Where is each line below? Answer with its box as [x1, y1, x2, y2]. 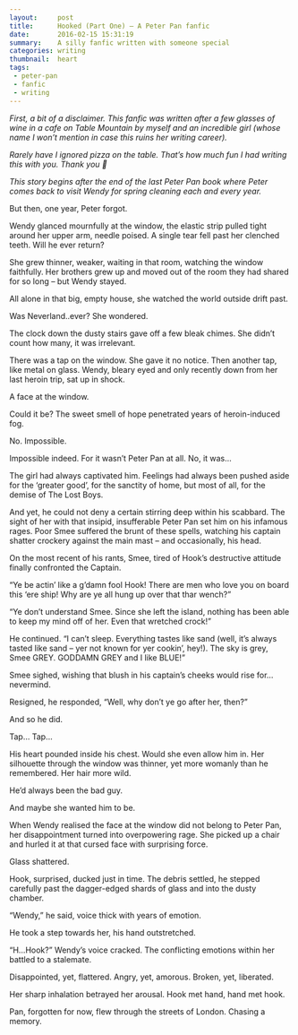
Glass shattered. [9, 856, 70, 867]
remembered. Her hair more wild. [9, 767, 132, 778]
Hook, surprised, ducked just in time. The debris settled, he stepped [9, 873, 260, 884]
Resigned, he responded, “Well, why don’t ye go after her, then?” [9, 696, 249, 707]
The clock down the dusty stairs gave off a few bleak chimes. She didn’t [9, 328, 276, 339]
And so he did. [9, 713, 64, 724]
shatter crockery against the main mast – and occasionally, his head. [9, 535, 262, 546]
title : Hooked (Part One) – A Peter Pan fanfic [9, 22, 210, 30]
